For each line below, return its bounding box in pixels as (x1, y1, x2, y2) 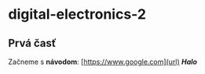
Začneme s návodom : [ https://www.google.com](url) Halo (8, 57, 198, 66)
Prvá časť (8, 37, 57, 50)
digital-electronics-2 (8, 5, 147, 23)
